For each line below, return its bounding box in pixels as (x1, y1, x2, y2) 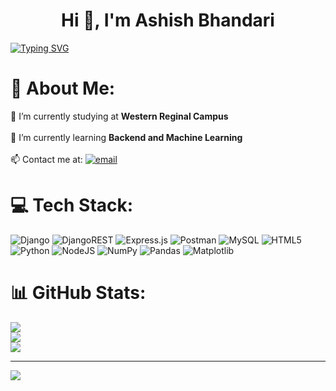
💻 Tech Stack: (10, 194, 134, 217)
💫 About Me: (10, 77, 116, 100)
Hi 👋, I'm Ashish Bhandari (61, 9, 275, 32)
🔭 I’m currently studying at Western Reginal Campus (10, 110, 229, 122)
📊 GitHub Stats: (10, 282, 147, 304)
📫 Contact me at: (10, 153, 83, 165)
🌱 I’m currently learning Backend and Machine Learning (10, 131, 243, 143)
